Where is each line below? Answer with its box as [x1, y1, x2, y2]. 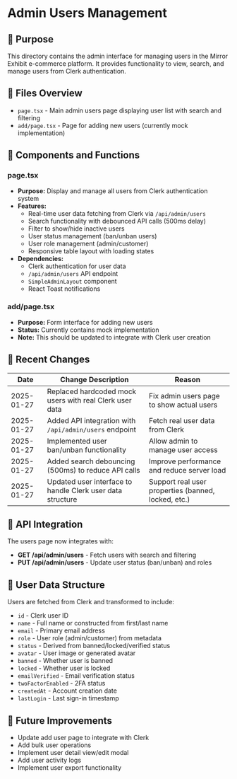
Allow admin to [149, 436, 198, 446]
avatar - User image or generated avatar [17, 649, 136, 657]
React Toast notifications [28, 284, 101, 293]
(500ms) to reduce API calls [47, 465, 140, 475]
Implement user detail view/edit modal [17, 749, 129, 757]
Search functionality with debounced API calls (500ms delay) [28, 217, 207, 225]
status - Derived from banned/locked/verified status [17, 642, 171, 650]
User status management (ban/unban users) [28, 231, 157, 240]
